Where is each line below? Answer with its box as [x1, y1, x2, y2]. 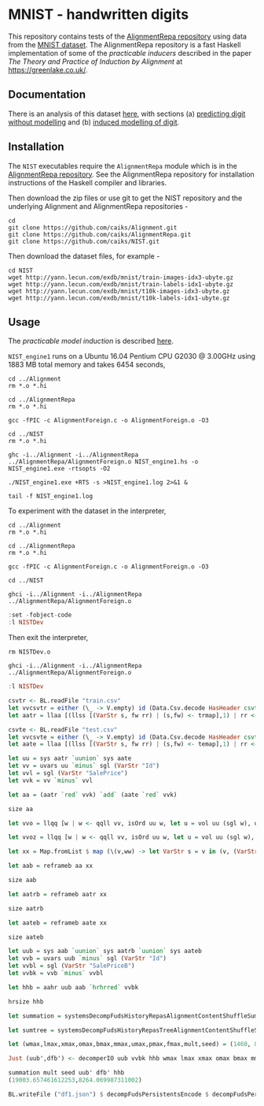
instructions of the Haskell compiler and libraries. [8, 177, 167, 187]
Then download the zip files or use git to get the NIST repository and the [8, 193, 243, 203]
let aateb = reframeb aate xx [8, 918, 108, 927]
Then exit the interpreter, [8, 633, 89, 642]
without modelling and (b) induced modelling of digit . [8, 117, 180, 127]
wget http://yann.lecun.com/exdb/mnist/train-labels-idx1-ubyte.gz [8, 280, 234, 289]
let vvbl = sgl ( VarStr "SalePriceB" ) [8, 962, 135, 970]
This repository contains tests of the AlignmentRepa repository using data [8, 32, 247, 41]
